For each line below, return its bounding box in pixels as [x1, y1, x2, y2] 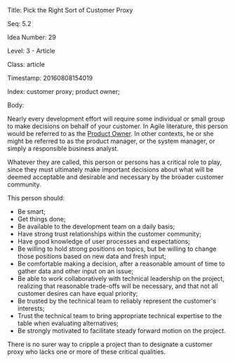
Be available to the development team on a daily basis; [17, 222, 175, 231]
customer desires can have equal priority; [17, 289, 138, 297]
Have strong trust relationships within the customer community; [17, 230, 202, 238]
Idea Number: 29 [7, 33, 56, 41]
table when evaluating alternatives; [17, 319, 119, 327]
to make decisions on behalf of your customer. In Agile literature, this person [7, 122, 228, 130]
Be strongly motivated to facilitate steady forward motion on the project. [17, 327, 226, 335]
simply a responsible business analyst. [7, 144, 119, 153]
